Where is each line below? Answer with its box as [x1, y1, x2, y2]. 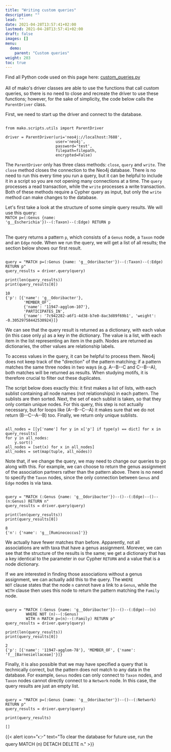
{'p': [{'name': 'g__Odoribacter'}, [5, 296, 83, 301]
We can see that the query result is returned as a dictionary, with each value [5, 327, 166, 333]
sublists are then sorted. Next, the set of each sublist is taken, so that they [5, 396, 162, 402]
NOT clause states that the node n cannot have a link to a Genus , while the [5, 582, 157, 588]
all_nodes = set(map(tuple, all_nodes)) [5, 449, 93, 454]
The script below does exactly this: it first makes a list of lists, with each [5, 385, 157, 391]
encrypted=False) [55, 152, 93, 158]
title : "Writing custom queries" [5, 7, 77, 13]
